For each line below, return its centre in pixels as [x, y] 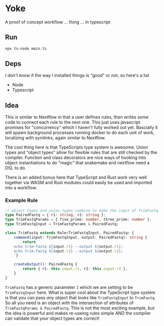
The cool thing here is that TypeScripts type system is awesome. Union [77, 147]
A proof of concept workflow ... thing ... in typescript [58, 22]
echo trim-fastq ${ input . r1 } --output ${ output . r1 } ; [69, 247]
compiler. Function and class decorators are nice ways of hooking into [76, 158]
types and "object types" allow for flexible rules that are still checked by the [81, 153]
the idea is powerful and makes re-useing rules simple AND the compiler [78, 313]
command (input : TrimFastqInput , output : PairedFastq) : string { [81, 237]
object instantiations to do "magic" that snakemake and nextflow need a [77, 163]
